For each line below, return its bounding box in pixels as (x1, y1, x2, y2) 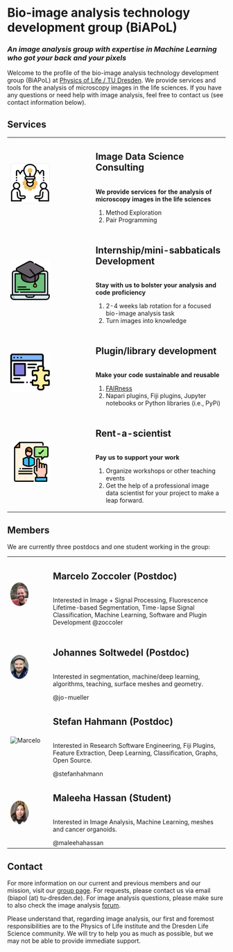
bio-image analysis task (105, 309, 175, 317)
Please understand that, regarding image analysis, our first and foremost (7, 915, 214, 923)
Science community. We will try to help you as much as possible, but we (7, 929, 214, 938)
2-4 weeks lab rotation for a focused (105, 301, 212, 310)
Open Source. (53, 756, 92, 765)
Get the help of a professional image (105, 481, 209, 490)
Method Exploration (105, 208, 162, 217)
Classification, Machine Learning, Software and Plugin (53, 610, 207, 619)
